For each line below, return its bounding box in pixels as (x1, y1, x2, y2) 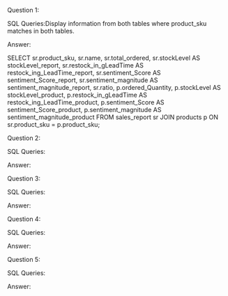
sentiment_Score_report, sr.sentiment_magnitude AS (7, 76, 158, 84)
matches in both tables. (7, 27, 75, 35)
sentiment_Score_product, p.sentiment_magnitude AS (7, 106, 162, 114)
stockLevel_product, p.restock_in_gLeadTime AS (7, 91, 148, 99)
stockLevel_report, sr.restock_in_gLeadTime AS (7, 61, 144, 69)
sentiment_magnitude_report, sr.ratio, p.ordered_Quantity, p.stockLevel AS (7, 84, 221, 91)
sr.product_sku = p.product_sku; (7, 120, 100, 128)
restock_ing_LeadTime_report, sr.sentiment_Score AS (7, 69, 162, 77)
